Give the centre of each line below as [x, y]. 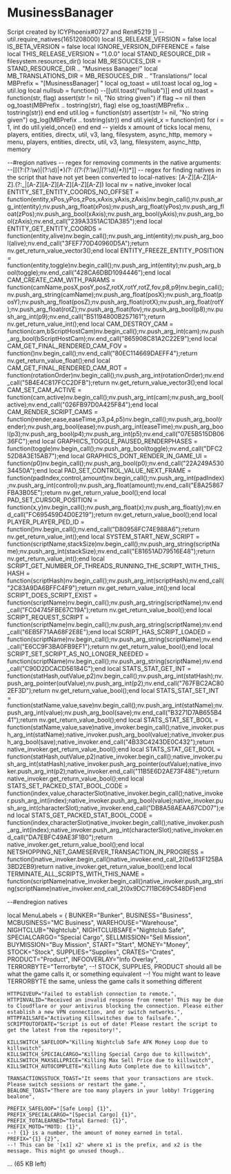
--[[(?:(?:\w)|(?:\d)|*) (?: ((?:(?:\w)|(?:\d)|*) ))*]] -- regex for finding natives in [114, 170]
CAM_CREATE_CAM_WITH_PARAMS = [61, 280]
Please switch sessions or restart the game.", [77, 1084]
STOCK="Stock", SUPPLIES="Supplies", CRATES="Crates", [91, 952]
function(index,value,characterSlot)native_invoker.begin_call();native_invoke [115, 793]
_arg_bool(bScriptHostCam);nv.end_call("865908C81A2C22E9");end [104, 338]
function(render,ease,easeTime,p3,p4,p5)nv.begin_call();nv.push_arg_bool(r [115, 419]
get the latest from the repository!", [64, 1030]
